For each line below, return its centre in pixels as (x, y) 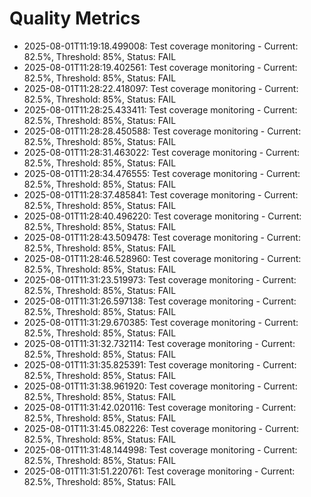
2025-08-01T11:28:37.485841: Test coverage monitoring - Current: (161, 194)
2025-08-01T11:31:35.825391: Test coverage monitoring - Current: (160, 364)
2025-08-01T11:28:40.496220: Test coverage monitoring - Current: (162, 216)
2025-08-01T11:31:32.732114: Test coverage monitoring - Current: (159, 343)
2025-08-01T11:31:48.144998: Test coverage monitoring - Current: (160, 449)
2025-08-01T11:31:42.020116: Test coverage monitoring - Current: (160, 407)
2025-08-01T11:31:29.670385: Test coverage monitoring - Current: (161, 322)
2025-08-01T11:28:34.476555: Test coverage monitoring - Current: (162, 173)
